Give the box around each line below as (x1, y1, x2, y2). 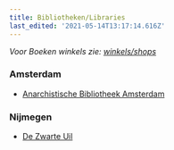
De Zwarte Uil (21, 131, 73, 142)
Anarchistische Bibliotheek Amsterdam (21, 88, 165, 99)
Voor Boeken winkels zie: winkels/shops (9, 46, 157, 56)
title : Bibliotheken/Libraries (9, 12, 126, 22)
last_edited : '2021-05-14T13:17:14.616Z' (9, 21, 166, 30)
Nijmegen (9, 111, 53, 123)
